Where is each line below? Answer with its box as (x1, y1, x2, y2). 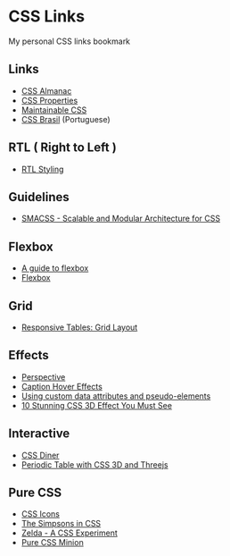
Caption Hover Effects (21, 381, 103, 392)
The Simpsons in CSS (21, 518, 102, 529)
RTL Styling (21, 164, 64, 174)
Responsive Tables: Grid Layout (21, 322, 138, 333)
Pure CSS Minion (21, 537, 84, 548)
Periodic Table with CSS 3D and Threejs (21, 459, 168, 470)
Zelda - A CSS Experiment (21, 527, 118, 538)
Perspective (21, 371, 66, 382)
